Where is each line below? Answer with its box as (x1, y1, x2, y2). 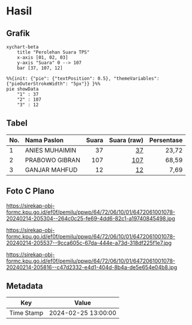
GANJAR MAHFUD (25, 165, 78, 174)
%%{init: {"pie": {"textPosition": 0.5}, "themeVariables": (6, 76, 160, 82)
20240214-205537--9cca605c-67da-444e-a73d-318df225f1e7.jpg (6, 239, 172, 246)
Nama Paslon (25, 136, 64, 144)
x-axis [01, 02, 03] (17, 55, 68, 61)
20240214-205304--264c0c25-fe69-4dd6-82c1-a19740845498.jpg (6, 214, 175, 222)
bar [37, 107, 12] (17, 65, 63, 71)
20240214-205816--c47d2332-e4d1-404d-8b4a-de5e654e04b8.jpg (6, 263, 178, 271)
